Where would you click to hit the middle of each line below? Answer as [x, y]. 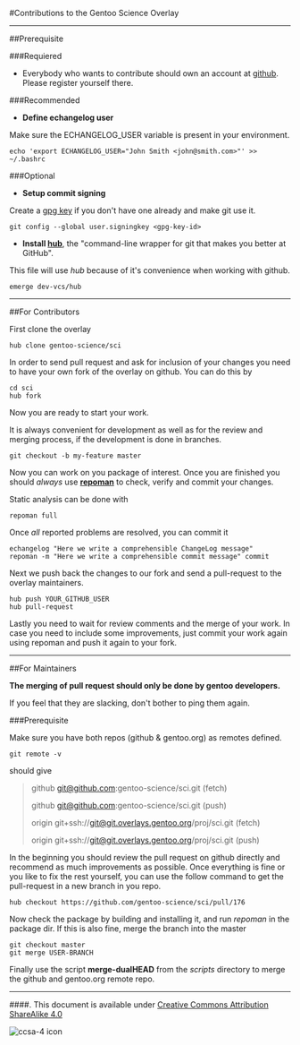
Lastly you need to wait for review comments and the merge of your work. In [150, 623]
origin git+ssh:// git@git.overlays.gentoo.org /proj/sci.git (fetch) [146, 822]
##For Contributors [45, 312]
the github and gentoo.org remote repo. [82, 979]
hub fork [25, 396]
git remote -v [36, 754]
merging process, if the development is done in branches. [115, 439]
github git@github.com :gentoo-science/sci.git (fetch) [129, 788]
